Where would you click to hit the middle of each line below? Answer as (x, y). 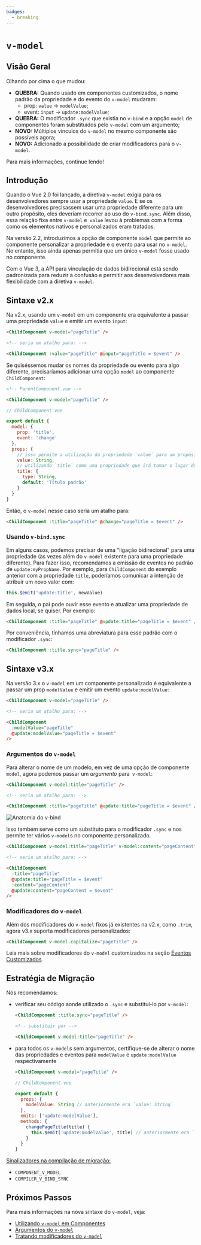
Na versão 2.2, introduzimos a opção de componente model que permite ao (99, 238)
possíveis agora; (35, 137)
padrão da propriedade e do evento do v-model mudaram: (86, 99)
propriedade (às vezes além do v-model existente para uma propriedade (95, 556)
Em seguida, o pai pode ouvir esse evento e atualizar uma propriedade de (97, 604)
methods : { (34, 1122)
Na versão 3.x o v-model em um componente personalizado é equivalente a (99, 684)
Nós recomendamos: (32, 993)
